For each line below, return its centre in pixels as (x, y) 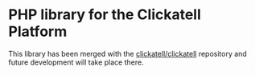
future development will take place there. (76, 62)
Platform (38, 32)
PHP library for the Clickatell (105, 15)
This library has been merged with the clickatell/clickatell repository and (127, 53)
